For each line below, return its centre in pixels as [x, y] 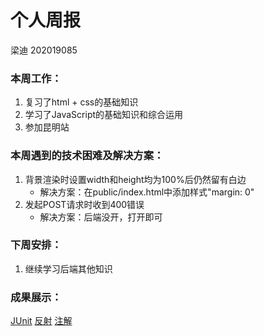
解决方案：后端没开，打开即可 [101, 217]
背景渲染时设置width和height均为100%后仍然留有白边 [135, 179]
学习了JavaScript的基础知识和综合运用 [104, 115]
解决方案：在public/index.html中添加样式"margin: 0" [147, 192]
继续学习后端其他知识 [68, 268]
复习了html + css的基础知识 [81, 102]
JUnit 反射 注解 [41, 321]
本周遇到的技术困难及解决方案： [87, 156]
